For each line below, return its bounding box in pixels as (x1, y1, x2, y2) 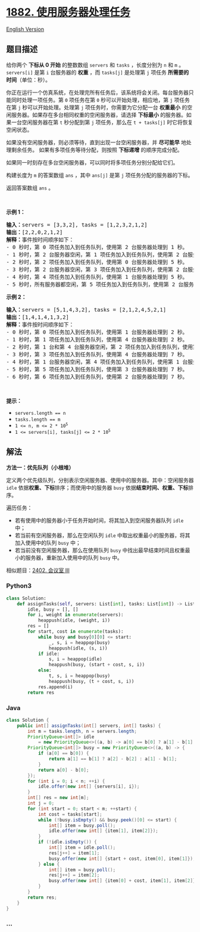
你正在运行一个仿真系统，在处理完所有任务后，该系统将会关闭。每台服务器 (6, 89, 189, 96)
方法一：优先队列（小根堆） (6, 464, 74, 471)
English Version (6, 25, 45, 33)
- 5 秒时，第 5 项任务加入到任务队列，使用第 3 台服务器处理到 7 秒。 (6, 366, 188, 372)
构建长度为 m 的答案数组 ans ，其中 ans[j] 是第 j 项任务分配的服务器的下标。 (6, 171, 193, 179)
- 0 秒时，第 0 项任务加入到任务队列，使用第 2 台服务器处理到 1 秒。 (6, 244, 188, 250)
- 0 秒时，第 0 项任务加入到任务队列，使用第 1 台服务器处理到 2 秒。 (6, 328, 188, 335)
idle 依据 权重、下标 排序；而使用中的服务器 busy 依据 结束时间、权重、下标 (6, 484, 189, 491)
